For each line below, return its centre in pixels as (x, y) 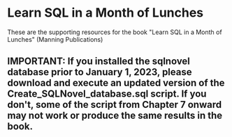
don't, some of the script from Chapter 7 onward (115, 105)
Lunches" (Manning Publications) (55, 39)
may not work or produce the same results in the (115, 116)
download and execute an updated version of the (116, 83)
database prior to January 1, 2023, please (100, 72)
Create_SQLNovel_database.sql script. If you (107, 94)
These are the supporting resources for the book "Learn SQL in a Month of (115, 32)
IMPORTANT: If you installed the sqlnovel (99, 62)
